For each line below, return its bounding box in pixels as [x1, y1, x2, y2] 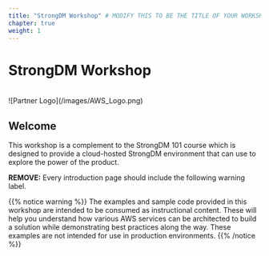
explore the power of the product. [8, 158, 120, 167]
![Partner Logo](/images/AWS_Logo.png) [8, 96, 143, 106]
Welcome [8, 119, 57, 133]
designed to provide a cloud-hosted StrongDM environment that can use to [8, 149, 256, 158]
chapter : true [8, 19, 56, 27]
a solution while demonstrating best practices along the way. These [8, 222, 231, 232]
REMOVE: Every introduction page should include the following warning [8, 173, 246, 182]
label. [8, 182, 26, 191]
